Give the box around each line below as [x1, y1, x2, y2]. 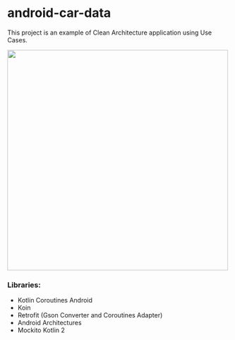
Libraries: [7, 280, 41, 290]
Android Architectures [17, 319, 83, 327]
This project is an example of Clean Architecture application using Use [7, 28, 212, 37]
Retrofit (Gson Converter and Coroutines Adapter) [17, 311, 163, 320]
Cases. [7, 35, 28, 44]
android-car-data [7, 5, 112, 21]
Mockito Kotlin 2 [17, 326, 66, 334]
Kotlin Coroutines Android [17, 296, 93, 305]
